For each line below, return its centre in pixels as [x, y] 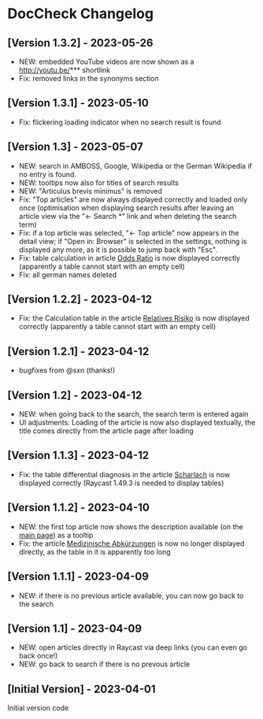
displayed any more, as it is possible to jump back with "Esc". [118, 250]
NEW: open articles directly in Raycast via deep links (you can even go [133, 647]
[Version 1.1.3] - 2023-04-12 [78, 456]
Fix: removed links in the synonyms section [89, 78]
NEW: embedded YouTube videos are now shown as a [106, 61]
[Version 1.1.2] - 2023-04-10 [79, 508]
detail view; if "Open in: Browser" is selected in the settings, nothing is [133, 241]
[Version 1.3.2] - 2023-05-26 [80, 43]
